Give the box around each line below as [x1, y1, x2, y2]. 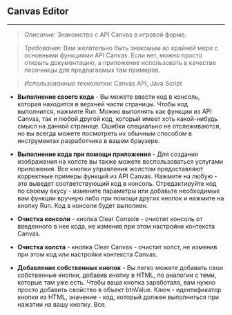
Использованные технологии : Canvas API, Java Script [23, 79, 182, 87]
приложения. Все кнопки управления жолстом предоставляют [17, 164, 204, 173]
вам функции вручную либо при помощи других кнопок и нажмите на [17, 193, 224, 202]
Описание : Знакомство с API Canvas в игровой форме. [23, 30, 187, 39]
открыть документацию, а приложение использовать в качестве [23, 58, 216, 66]
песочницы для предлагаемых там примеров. [23, 66, 161, 74]
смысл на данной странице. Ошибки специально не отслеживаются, [17, 122, 221, 130]
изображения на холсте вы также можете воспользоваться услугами [17, 157, 224, 165]
